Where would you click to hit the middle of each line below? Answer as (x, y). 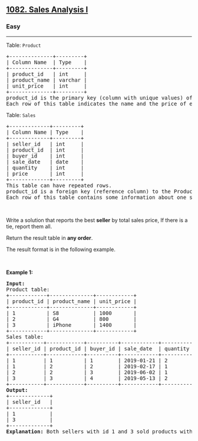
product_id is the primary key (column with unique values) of (99, 98)
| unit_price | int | (47, 86)
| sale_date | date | (45, 162)
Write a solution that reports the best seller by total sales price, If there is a (97, 220)
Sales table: (25, 337)
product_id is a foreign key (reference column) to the (88, 191)
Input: (16, 283)
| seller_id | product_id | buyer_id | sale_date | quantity (98, 348)
